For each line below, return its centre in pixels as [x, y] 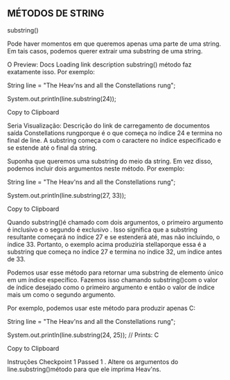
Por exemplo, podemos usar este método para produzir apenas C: [101, 308]
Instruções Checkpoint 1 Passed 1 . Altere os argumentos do [93, 361]
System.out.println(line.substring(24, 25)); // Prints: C [83, 335]
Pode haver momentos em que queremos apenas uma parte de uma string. [114, 44]
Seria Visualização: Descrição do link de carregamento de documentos [108, 126]
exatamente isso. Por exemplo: [51, 71]
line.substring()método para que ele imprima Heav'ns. [84, 369]
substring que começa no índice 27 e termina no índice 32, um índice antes [115, 252]
